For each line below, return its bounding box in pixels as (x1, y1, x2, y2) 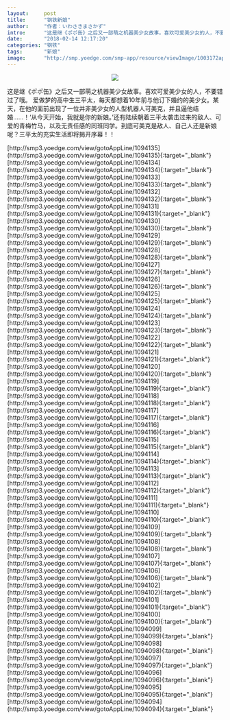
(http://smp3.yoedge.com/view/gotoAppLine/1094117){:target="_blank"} (7, 413, 210, 422)
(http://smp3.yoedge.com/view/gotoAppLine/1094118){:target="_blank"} (7, 398, 211, 407)
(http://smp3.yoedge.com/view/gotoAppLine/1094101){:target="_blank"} (7, 603, 211, 611)
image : (7, 55, 26, 62)
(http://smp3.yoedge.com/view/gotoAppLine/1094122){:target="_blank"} (7, 340, 212, 348)
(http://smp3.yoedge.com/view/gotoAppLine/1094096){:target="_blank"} (7, 675, 214, 684)
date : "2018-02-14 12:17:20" (7, 36, 109, 43)
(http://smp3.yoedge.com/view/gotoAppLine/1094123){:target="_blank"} (7, 326, 212, 334)
